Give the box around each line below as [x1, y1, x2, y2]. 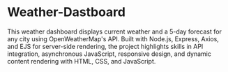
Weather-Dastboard [7, 4, 126, 20]
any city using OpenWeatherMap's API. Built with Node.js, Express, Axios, [7, 34, 220, 43]
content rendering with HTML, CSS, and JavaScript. [7, 57, 156, 65]
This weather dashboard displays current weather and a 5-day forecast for [7, 27, 222, 36]
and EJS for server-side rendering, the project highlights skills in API [7, 42, 204, 50]
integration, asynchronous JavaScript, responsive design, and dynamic [7, 50, 211, 58]
